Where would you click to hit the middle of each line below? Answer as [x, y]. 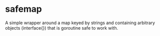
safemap [23, 9]
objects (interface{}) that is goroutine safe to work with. [62, 28]
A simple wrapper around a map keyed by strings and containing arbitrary [80, 23]
